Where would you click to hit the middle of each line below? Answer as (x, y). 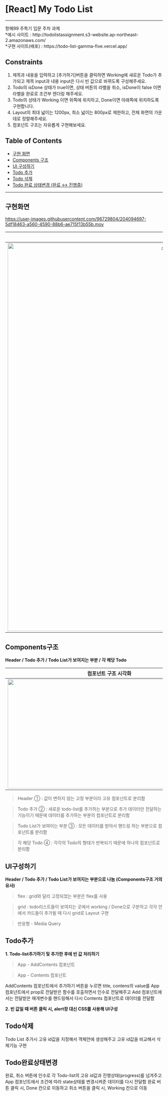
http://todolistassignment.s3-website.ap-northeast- (85, 34)
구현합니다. (23, 106)
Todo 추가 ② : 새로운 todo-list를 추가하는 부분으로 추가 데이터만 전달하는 (89, 809)
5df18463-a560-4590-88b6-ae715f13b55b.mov (54, 224)
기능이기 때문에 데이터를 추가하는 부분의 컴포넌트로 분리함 (73, 815)
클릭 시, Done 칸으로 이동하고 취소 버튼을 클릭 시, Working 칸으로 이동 (79, 1088)
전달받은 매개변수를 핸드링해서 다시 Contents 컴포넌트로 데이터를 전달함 (84, 998)
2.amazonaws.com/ (25, 40)
